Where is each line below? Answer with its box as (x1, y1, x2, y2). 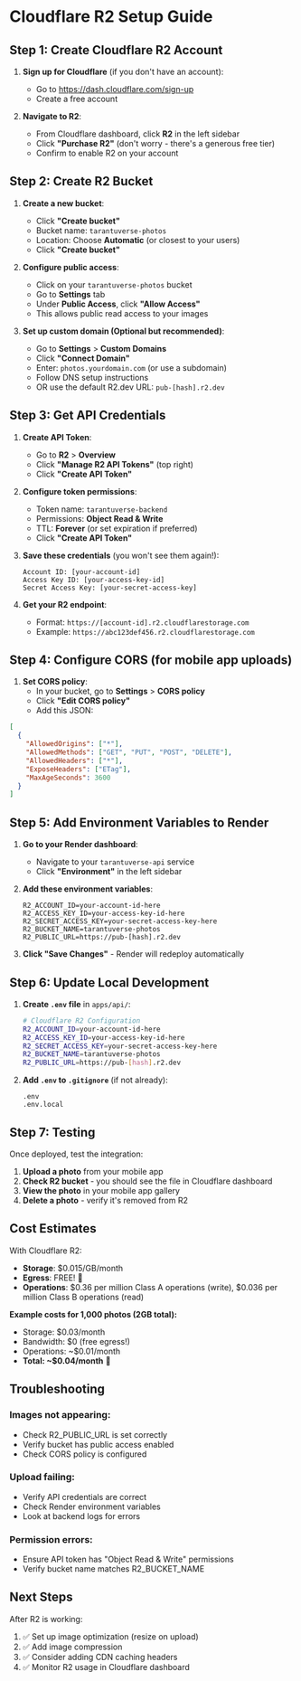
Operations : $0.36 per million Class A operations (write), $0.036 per (22, 1281, 278, 1292)
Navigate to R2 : (22, 111, 82, 121)
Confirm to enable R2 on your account (35, 147, 179, 158)
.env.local (22, 1100, 64, 1110)
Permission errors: (9, 1533, 93, 1545)
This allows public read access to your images (35, 307, 209, 318)
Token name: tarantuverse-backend (35, 504, 168, 515)
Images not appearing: (9, 1409, 111, 1421)
